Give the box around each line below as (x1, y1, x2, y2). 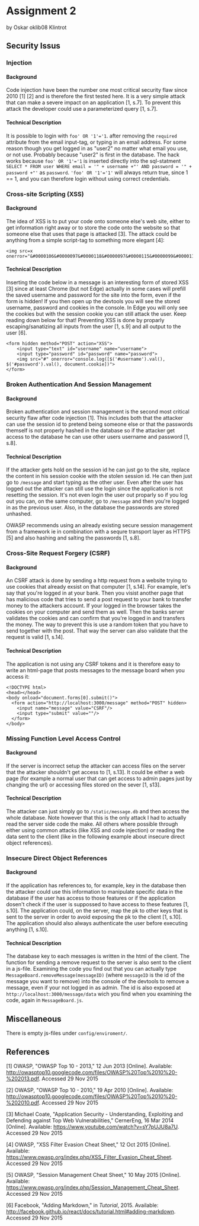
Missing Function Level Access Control (6, 734, 121, 743)
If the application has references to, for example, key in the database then (6, 882, 187, 889)
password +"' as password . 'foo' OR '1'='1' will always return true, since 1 (6, 169, 188, 176)
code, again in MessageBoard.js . (6, 997, 84, 1004)
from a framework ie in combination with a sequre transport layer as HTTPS (6, 528, 191, 535)
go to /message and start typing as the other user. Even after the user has (6, 479, 184, 486)
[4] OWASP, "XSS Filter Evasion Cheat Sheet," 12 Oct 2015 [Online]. (6, 1141, 171, 1148)
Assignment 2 (6, 4, 76, 18)
